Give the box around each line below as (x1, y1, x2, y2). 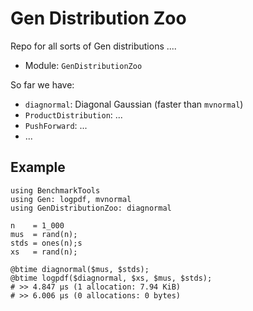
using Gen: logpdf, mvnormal (10, 194, 132, 204)
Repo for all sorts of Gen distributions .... (10, 40, 177, 52)
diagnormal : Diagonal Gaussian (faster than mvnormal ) (24, 98, 244, 110)
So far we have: (10, 78, 75, 91)
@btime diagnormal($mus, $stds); (10, 264, 150, 274)
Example (10, 159, 66, 176)
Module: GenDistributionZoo (24, 59, 143, 71)
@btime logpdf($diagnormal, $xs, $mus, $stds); (10, 273, 213, 283)
